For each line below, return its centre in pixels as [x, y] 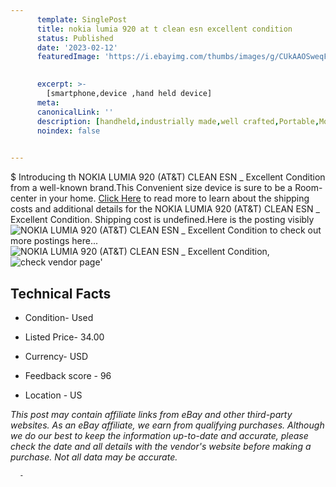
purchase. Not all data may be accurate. [94, 457]
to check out [295, 230]
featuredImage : [68, 57]
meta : [48, 102]
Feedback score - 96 [68, 375]
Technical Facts [61, 293]
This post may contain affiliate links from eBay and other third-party [151, 414]
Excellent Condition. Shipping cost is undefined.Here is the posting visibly [162, 220]
